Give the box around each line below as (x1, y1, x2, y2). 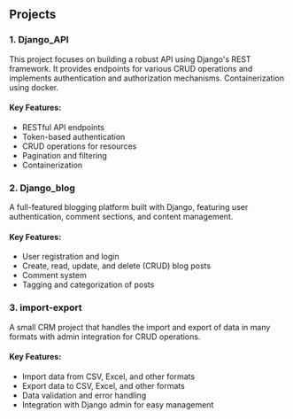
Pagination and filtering (21, 150, 108, 160)
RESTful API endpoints (21, 121, 104, 132)
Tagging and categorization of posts (21, 279, 155, 291)
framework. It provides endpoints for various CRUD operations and (9, 63, 253, 74)
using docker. (9, 81, 59, 92)
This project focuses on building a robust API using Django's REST (9, 53, 251, 65)
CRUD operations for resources (21, 141, 137, 151)
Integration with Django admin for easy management (21, 399, 214, 410)
